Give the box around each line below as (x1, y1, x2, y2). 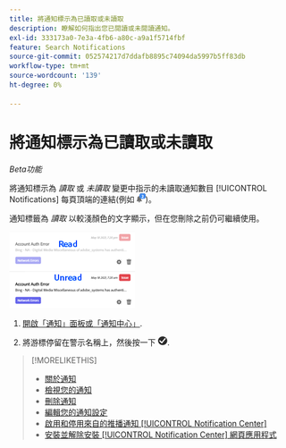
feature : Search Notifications (9, 43, 126, 52)
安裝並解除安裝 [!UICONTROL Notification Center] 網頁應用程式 (44, 429, 277, 440)
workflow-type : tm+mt (9, 62, 90, 71)
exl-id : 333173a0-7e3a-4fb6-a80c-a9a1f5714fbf (9, 33, 186, 42)
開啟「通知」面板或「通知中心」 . (21, 317, 143, 328)
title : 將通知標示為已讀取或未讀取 (9, 14, 124, 23)
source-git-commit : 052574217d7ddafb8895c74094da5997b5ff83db (9, 52, 246, 62)
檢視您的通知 (44, 385, 92, 395)
